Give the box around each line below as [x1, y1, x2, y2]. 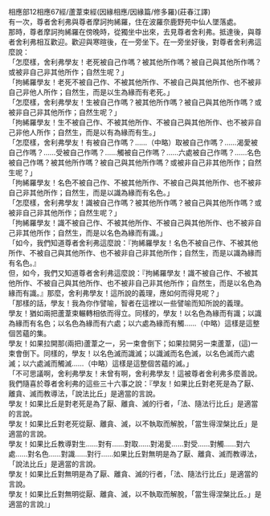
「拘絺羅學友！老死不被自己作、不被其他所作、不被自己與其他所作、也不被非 [8, 77, 262, 87]
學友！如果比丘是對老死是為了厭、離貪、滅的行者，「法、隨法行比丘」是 [8, 399, 244, 408]
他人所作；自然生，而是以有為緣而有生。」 [22, 128, 160, 137]
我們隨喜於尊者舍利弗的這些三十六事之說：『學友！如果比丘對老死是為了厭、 [8, 379, 259, 388]
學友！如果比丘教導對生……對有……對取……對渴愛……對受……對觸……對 [8, 439, 243, 448]
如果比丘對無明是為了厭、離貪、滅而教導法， [112, 449, 261, 458]
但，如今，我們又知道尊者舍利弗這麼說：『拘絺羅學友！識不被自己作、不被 [8, 268, 252, 277]
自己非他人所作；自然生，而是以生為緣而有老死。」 [8, 88, 174, 96]
